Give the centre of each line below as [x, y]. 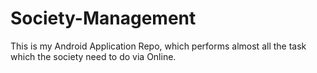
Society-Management [103, 18]
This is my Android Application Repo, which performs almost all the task [158, 46]
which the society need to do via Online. [93, 56]
